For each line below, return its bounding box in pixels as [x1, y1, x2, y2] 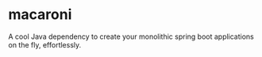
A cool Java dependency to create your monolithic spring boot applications [8, 32, 254, 41]
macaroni [8, 6, 72, 24]
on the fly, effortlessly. [8, 40, 82, 49]
